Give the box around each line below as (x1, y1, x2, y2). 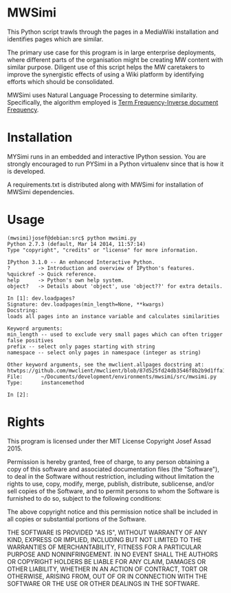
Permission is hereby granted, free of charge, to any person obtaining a (7, 457, 210, 466)
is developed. (7, 167, 46, 175)
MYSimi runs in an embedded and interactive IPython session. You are (7, 152, 206, 160)
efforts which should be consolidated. (7, 77, 115, 85)
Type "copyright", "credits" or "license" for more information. (7, 247, 198, 253)
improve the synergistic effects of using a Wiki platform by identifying (7, 70, 204, 79)
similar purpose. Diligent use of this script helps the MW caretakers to (7, 63, 205, 71)
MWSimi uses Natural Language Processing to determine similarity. (7, 91, 198, 99)
